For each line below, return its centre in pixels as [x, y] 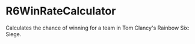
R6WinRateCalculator [61, 11]
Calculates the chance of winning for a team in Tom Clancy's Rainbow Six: [98, 28]
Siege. [14, 34]
